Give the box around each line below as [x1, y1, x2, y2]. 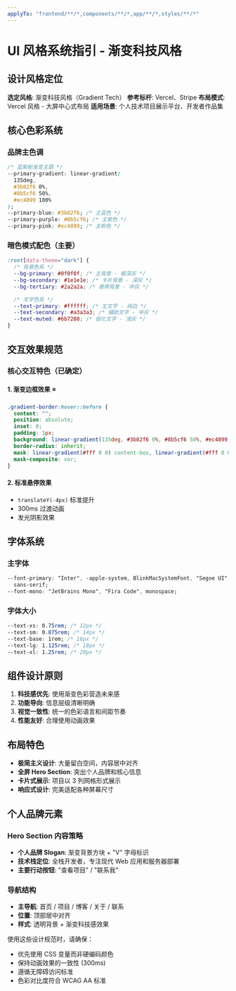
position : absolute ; [13, 416, 74, 423]
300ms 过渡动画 [17, 504, 65, 513]
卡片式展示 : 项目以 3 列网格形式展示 [17, 776, 122, 785]
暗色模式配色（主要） [7, 240, 79, 250]
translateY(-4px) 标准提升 [17, 495, 95, 504]
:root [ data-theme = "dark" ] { [7, 257, 90, 264]
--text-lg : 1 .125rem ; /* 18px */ [7, 642, 105, 649]
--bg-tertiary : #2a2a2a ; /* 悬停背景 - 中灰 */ [13, 283, 149, 290]
